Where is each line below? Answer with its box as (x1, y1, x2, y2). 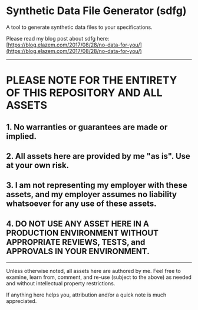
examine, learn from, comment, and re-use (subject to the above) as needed (6, 274, 192, 281)
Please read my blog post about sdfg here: (6, 35, 110, 42)
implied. (6, 131, 37, 141)
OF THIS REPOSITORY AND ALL (6, 86, 163, 99)
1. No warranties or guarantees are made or (6, 122, 168, 132)
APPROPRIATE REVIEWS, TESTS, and (6, 237, 146, 247)
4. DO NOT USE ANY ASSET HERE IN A (6, 219, 149, 229)
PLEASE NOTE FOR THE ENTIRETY (6, 74, 177, 87)
